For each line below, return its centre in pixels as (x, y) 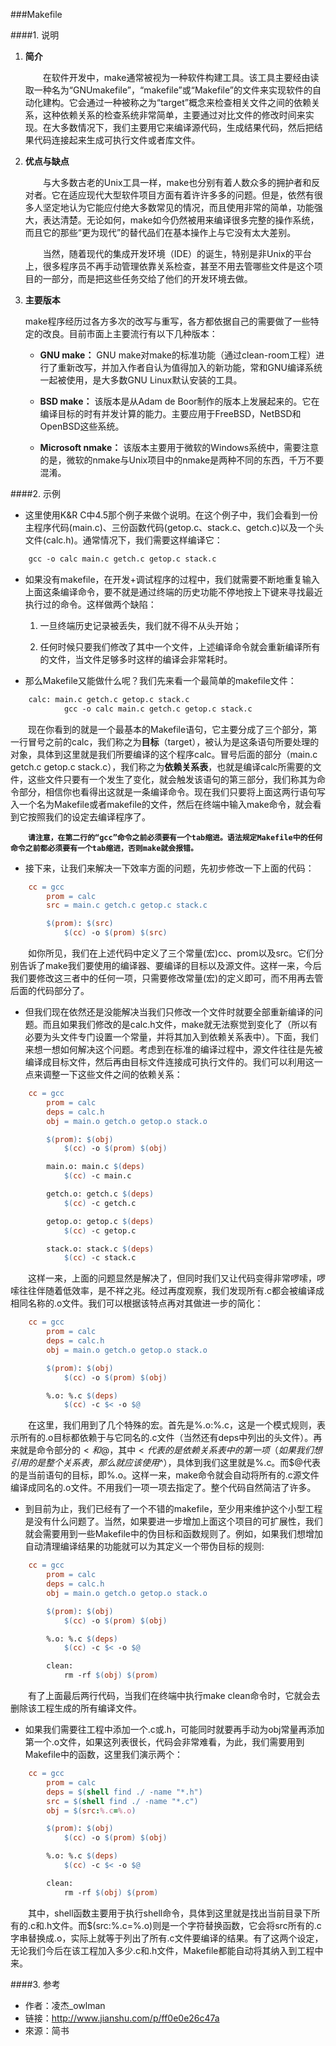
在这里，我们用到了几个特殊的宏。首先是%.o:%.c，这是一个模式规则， (172, 1425)
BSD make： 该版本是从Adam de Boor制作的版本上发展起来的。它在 (179, 401)
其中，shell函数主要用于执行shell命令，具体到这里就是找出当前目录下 (170, 1913)
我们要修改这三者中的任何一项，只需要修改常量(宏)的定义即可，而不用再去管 (167, 978)
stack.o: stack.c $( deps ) (100, 1249)
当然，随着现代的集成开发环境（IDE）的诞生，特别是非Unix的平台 (177, 253)
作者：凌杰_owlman (65, 2005)
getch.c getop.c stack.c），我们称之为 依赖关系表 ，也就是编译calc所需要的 (161, 766)
